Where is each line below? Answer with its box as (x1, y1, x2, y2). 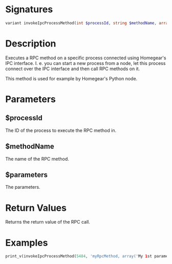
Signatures (5, 4, 53, 15)
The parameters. (5, 184, 40, 190)
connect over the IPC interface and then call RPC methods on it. (5, 65, 140, 72)
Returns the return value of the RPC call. (5, 219, 91, 225)
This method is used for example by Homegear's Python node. (5, 75, 138, 81)
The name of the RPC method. (5, 156, 69, 162)
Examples (5, 237, 48, 249)
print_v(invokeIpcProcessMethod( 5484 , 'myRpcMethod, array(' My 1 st (5, 254, 153, 259)
